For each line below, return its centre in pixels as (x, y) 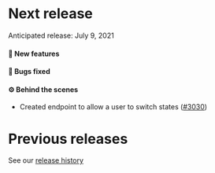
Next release (50, 14)
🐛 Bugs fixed (29, 72)
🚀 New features (34, 53)
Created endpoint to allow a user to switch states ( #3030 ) (113, 107)
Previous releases (68, 139)
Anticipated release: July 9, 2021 (61, 35)
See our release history (46, 160)
